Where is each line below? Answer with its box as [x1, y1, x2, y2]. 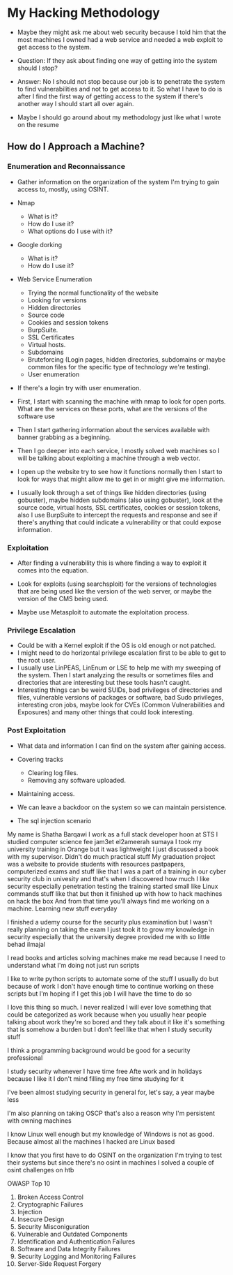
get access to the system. [17, 43, 92, 51]
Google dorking [17, 240, 63, 249]
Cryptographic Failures [17, 1200, 83, 1209]
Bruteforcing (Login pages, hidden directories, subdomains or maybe [27, 355, 226, 364]
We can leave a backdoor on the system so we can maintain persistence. [17, 803, 227, 811]
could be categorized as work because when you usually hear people [7, 1010, 207, 1019]
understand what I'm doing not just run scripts [7, 961, 140, 969]
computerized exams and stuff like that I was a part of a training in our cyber [7, 867, 226, 876]
